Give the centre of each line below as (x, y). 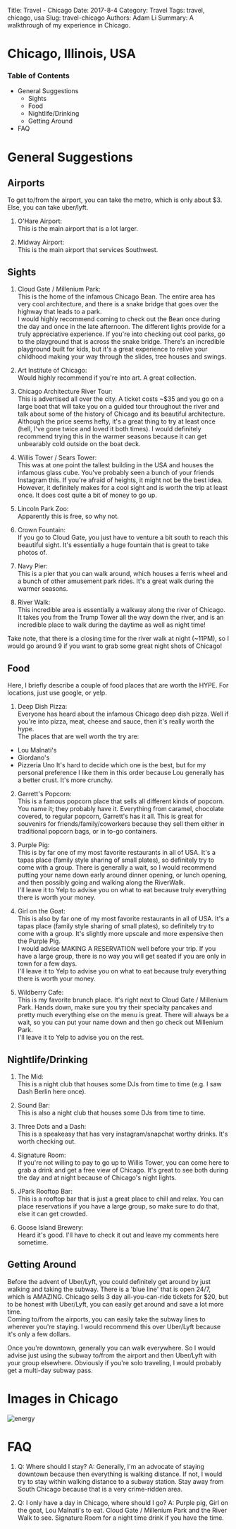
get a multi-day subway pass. (50, 1370)
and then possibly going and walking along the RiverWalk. (101, 882)
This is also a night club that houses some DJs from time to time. (111, 1113)
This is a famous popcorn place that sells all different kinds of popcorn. (121, 801)
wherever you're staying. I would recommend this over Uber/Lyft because (114, 1326)
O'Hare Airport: (39, 221)
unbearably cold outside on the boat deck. (79, 444)
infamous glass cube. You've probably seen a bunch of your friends (116, 473)
